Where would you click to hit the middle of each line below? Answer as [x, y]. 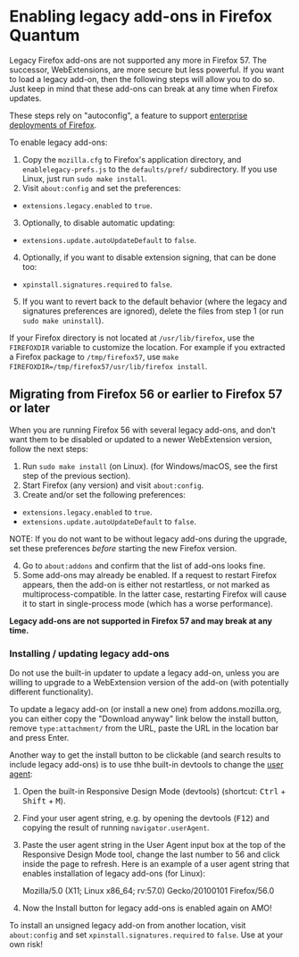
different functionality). [51, 692]
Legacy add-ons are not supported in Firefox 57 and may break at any [141, 621]
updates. [25, 98]
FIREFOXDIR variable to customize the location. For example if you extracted [147, 347]
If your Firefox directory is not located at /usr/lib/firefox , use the [132, 338]
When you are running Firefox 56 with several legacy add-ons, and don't [142, 430]
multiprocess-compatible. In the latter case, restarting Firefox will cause [154, 594]
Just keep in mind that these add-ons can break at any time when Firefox [144, 88]
